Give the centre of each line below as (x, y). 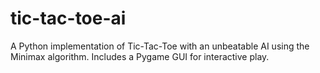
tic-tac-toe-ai (68, 18)
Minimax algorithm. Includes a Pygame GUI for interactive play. (140, 56)
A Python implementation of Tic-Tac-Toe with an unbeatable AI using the (160, 46)
